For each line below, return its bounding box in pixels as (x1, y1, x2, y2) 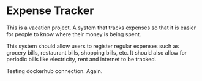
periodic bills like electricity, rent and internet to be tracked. (6, 55, 157, 63)
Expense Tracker (6, 4, 94, 18)
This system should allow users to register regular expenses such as (6, 42, 179, 50)
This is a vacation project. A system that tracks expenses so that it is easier (6, 24, 196, 31)
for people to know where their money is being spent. (6, 30, 141, 37)
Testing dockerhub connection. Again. (6, 67, 103, 74)
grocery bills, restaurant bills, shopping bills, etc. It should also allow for (6, 48, 187, 56)
